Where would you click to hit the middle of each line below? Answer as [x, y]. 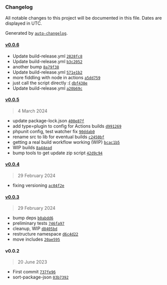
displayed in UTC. [24, 23]
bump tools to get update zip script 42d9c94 [58, 153]
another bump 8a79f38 [36, 67]
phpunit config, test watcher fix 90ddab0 [53, 131]
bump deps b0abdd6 [33, 218]
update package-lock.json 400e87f [48, 121]
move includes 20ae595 [36, 239]
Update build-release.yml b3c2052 [47, 61]
